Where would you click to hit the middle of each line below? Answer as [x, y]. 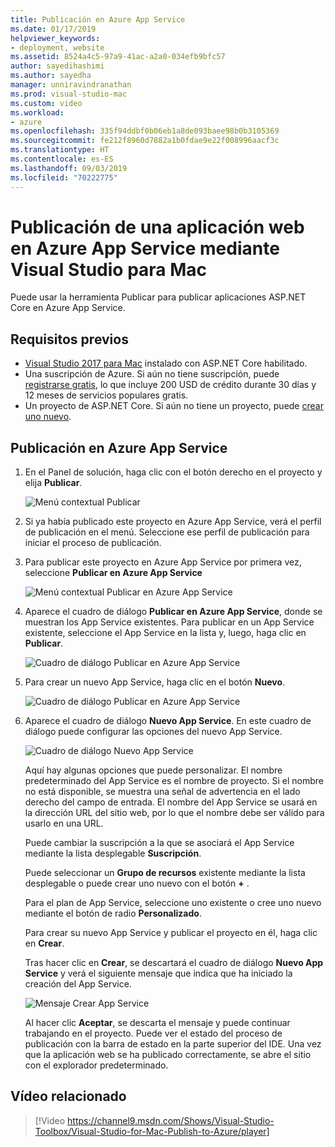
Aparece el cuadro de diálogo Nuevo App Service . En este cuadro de [168, 721]
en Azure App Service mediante [145, 248]
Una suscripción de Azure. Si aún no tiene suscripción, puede [152, 374]
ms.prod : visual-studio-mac [69, 94]
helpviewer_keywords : [55, 38]
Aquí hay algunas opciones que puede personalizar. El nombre [153, 770]
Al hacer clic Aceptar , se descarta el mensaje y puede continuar [157, 1023]
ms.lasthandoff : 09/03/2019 [69, 168]
